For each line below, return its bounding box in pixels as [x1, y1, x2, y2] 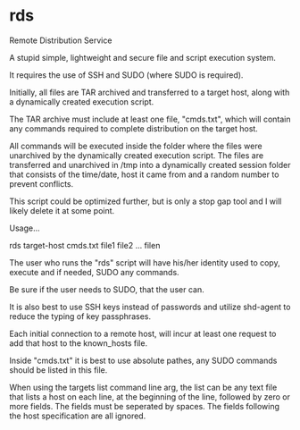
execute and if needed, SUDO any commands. [9, 266, 180, 277]
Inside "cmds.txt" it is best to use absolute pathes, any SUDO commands [9, 355, 278, 366]
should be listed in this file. [9, 364, 108, 375]
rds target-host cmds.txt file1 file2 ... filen [9, 240, 161, 250]
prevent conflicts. [9, 178, 74, 189]
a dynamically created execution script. [9, 96, 154, 107]
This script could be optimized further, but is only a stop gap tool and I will [9, 196, 282, 207]
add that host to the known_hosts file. [9, 337, 148, 349]
